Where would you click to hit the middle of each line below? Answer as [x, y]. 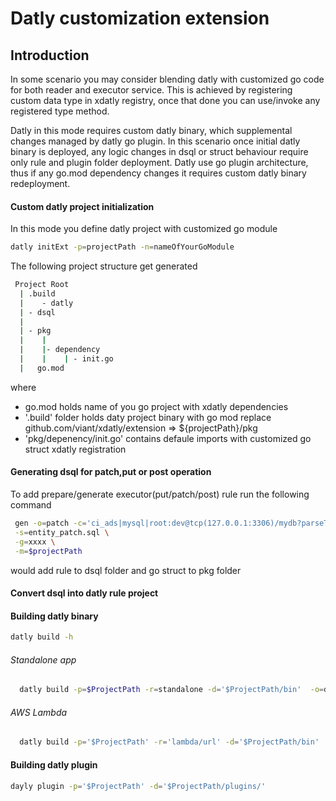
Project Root [42, 285]
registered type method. [60, 111]
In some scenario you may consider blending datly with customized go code [167, 79]
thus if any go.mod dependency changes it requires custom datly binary [158, 173]
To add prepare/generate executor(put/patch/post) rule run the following [160, 494]
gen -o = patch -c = [50, 523]
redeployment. [40, 183]
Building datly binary [54, 616]
